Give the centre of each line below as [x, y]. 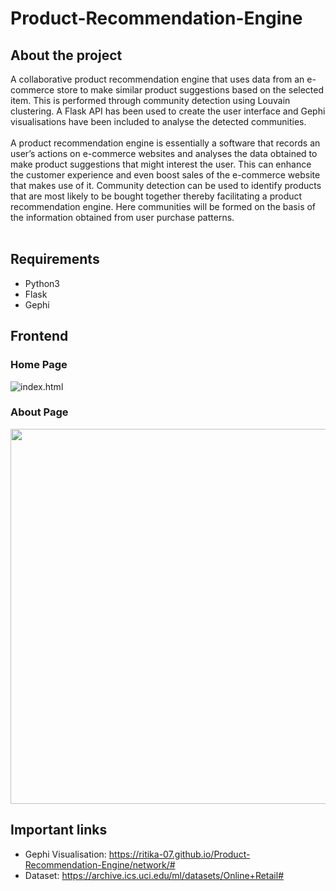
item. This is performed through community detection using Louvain [150, 100]
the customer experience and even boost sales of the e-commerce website [165, 175]
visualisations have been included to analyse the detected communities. [158, 121]
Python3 [42, 283]
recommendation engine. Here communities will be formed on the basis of [163, 206]
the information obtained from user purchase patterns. [122, 217]
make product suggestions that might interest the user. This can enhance [161, 164]
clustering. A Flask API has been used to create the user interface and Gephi [168, 111]
